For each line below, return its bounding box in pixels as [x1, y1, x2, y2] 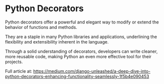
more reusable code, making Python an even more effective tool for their [5, 53, 152, 59]
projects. [5, 59, 23, 64]
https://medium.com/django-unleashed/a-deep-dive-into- [33, 68, 151, 74]
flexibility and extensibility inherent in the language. [5, 39, 109, 44]
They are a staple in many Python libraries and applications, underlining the [5, 34, 158, 40]
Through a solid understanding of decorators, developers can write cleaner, [5, 48, 158, 54]
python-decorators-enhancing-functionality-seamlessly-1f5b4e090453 [5, 73, 149, 79]
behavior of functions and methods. [5, 24, 77, 30]
